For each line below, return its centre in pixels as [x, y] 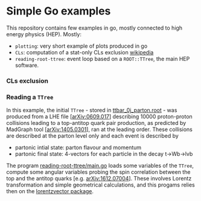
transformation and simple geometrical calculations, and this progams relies [101, 185]
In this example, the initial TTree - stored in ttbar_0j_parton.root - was [92, 110]
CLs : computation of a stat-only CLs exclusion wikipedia [84, 52]
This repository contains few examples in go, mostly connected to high [94, 28]
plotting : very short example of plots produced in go [81, 46]
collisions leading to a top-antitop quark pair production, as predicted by [96, 123]
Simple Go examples [59, 11]
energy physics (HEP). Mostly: [44, 34]
